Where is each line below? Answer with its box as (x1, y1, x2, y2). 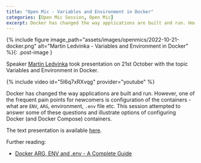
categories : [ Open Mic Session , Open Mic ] (6, 14, 114, 20)
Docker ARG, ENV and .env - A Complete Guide (14, 150, 132, 157)
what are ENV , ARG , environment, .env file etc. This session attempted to (6, 103, 181, 110)
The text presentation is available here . (6, 127, 102, 134)
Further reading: (6, 139, 46, 146)
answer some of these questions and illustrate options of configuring (6, 109, 176, 116)
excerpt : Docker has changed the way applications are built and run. (6, 20, 186, 26)
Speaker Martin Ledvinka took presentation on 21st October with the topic (6, 60, 188, 67)
